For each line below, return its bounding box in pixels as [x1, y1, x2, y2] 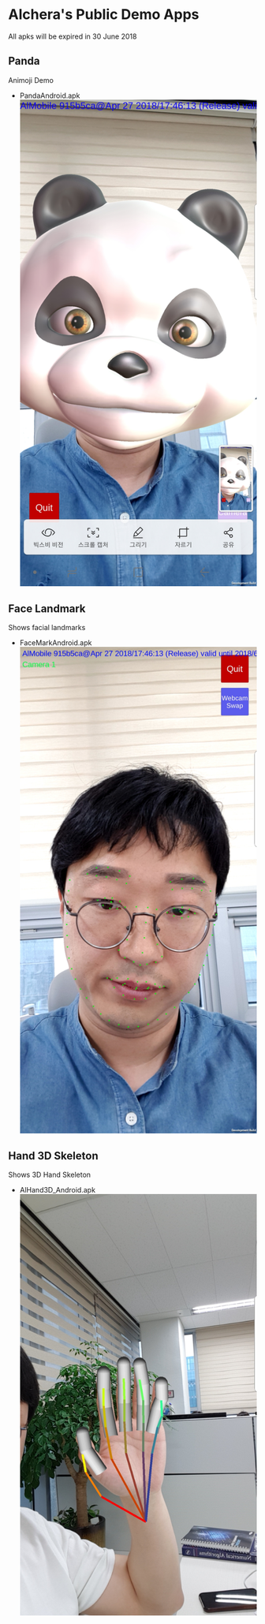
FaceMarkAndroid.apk [19, 637, 92, 648]
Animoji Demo [8, 75, 54, 84]
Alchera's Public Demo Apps [8, 6, 200, 24]
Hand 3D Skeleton [8, 1149, 99, 1163]
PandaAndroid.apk [19, 91, 80, 100]
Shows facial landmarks [8, 622, 86, 632]
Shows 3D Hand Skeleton [8, 1170, 91, 1180]
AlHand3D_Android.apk [19, 1185, 96, 1195]
